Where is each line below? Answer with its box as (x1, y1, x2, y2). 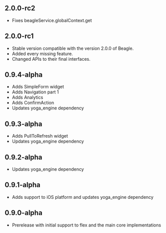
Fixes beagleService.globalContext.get (11, 17, 92, 23)
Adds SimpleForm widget (11, 84, 64, 90)
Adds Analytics (11, 94, 43, 100)
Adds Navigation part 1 (11, 89, 59, 95)
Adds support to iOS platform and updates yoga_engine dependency (11, 194, 153, 200)
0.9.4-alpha (4, 70, 43, 79)
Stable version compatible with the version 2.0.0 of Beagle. (11, 45, 134, 51)
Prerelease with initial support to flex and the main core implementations (11, 222, 161, 228)
